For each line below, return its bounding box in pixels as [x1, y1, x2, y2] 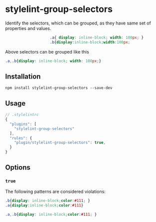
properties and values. [5, 25, 51, 31]
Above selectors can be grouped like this [5, 48, 89, 54]
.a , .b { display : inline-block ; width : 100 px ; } [5, 58, 102, 63]
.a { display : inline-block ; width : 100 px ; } [49, 35, 144, 40]
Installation [5, 72, 41, 80]
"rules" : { [9, 135, 32, 140]
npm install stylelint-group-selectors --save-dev [5, 85, 113, 90]
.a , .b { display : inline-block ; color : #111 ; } [5, 211, 97, 217]
